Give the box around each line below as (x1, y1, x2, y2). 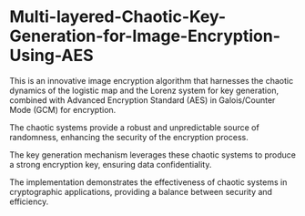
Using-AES (9, 46, 94, 66)
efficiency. (9, 196, 49, 207)
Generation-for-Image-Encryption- (9, 26, 280, 46)
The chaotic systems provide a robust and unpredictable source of (9, 121, 259, 133)
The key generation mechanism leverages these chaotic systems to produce (9, 149, 297, 160)
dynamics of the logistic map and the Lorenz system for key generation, (9, 85, 280, 96)
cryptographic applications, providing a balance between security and (9, 186, 273, 197)
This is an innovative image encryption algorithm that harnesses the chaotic (9, 75, 294, 86)
